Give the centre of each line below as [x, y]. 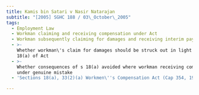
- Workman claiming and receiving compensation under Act [85, 34]
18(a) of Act [33, 56]
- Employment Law [33, 28]
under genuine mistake [45, 72]
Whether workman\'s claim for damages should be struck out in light [105, 50]
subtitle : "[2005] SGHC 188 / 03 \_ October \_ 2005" [69, 17]
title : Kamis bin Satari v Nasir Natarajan [61, 12]
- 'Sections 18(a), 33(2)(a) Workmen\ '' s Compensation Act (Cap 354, [99, 78]
